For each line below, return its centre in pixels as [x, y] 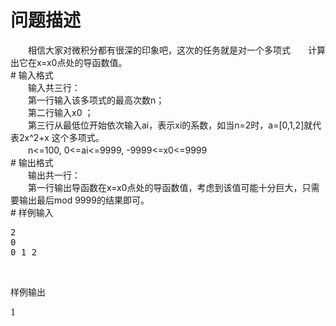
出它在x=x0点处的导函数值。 [69, 62]
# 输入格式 [32, 75]
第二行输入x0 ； [60, 112]
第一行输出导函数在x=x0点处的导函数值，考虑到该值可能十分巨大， [165, 187]
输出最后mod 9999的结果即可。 [84, 200]
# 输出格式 [32, 162]
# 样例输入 [32, 212]
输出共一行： [54, 175]
